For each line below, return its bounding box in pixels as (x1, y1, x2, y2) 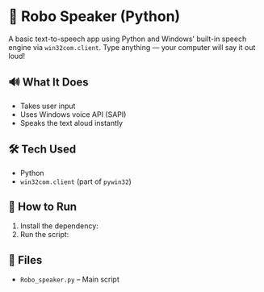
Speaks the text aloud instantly (19, 118, 124, 127)
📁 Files (8, 253, 43, 267)
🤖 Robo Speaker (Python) (8, 7, 181, 26)
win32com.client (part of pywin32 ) (19, 177, 132, 186)
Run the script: (19, 230, 69, 240)
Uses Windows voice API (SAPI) (19, 109, 127, 119)
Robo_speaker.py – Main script (19, 274, 119, 285)
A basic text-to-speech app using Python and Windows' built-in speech (8, 34, 247, 44)
